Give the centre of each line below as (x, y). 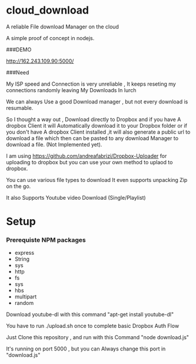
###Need (18, 72)
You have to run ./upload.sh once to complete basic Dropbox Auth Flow (93, 326)
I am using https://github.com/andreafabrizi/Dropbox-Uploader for (87, 156)
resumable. (20, 108)
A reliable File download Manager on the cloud (63, 27)
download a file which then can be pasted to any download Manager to (92, 138)
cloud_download (48, 10)
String (22, 259)
